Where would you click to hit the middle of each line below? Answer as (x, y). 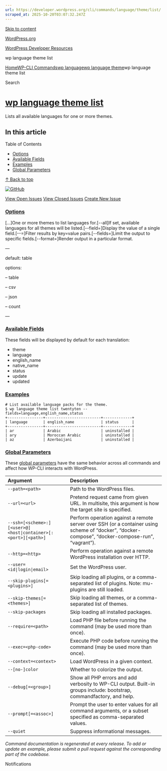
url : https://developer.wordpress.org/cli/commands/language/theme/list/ (83, 10)
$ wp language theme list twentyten (43, 409)
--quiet (17, 732)
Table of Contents (24, 144)
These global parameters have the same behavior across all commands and (83, 463)
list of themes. (111, 604)
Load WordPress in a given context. (111, 662)
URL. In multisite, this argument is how (114, 504)
